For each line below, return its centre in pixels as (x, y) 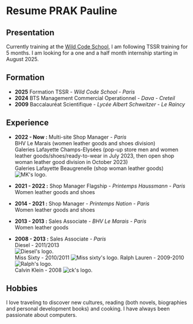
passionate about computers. (42, 315)
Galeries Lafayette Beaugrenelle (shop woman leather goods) (89, 168)
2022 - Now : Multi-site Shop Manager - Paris (70, 137)
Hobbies (22, 288)
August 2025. (23, 59)
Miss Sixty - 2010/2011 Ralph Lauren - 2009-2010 (99, 258)
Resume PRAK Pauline (62, 11)
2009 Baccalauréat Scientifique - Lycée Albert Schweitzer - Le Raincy (100, 104)
